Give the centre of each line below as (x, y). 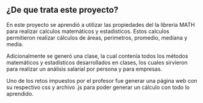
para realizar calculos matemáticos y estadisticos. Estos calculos (88, 31)
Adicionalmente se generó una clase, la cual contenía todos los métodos (97, 56)
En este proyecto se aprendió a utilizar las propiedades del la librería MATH (101, 24)
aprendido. (20, 93)
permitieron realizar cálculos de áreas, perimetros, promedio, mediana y (97, 37)
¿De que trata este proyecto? (62, 10)
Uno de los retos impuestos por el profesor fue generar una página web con (102, 80)
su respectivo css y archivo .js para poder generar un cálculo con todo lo (98, 87)
